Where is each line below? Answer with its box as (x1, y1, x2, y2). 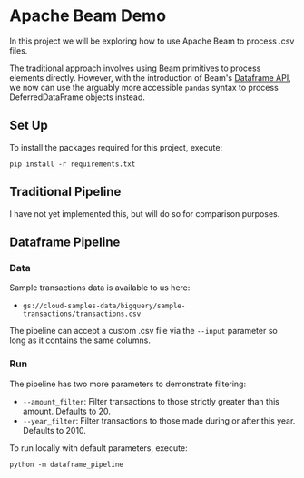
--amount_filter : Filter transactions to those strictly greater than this (22, 395, 279, 406)
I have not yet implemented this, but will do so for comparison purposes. (9, 208, 280, 219)
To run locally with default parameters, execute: (9, 442, 188, 454)
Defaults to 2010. (22, 424, 86, 435)
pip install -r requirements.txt (9, 160, 136, 169)
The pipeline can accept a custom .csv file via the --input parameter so (9, 326, 279, 337)
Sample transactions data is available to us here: (9, 282, 191, 293)
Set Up (9, 118, 48, 133)
